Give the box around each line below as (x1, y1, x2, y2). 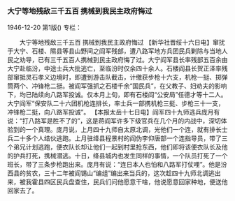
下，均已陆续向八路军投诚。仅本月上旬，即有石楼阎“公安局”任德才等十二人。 (7, 91, 227, 99)
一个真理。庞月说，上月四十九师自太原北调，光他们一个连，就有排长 (25, 126, 222, 134)
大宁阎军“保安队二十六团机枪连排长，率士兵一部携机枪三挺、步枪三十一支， (7, 99, 225, 107)
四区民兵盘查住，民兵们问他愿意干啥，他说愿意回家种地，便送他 (43, 178, 228, 186)
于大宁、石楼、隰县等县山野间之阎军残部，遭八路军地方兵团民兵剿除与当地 (7, 47, 222, 55)
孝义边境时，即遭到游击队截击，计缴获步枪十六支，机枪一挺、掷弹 (37, 73, 228, 82)
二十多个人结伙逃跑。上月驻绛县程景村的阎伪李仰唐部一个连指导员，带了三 (13, 134, 228, 142)
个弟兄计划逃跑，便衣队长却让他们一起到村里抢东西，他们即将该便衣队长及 (7, 143, 222, 151)
